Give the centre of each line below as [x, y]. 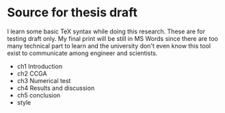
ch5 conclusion [39, 95]
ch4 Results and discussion [56, 88]
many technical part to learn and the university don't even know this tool [109, 46]
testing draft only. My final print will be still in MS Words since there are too [113, 38]
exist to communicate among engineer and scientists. [82, 53]
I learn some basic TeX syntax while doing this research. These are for [106, 31]
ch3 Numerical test [44, 80]
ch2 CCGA [32, 74]
